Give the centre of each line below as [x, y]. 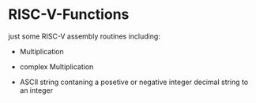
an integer [36, 90]
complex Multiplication [56, 66]
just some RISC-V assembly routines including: [84, 36]
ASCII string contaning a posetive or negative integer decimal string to [134, 82]
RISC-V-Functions [69, 15]
